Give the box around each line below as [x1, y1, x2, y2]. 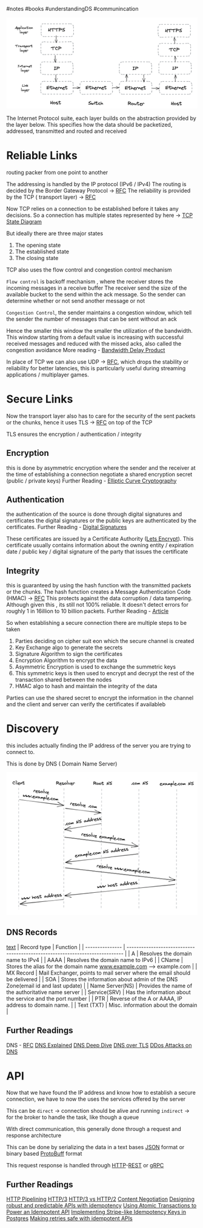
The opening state [15, 241, 61, 249]
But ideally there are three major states [6, 230, 104, 237]
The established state [15, 248, 70, 255]
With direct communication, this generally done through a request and [6, 1126, 182, 1133]
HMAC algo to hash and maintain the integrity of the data [15, 682, 158, 690]
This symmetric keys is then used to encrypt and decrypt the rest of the [15, 670, 195, 677]
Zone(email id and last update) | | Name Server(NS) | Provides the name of [6, 982, 193, 989]
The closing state [15, 254, 59, 261]
